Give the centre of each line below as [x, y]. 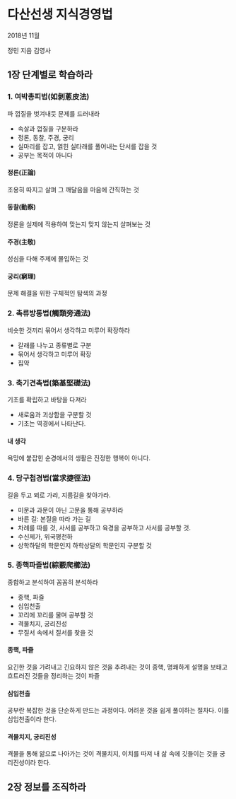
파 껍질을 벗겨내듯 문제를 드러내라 [54, 113]
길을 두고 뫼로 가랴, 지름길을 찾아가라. [59, 495]
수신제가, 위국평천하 [45, 536]
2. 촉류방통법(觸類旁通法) [49, 313]
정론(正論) [22, 173]
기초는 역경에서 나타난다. [52, 424]
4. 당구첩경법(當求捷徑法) [49, 478]
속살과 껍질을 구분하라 [48, 129]
